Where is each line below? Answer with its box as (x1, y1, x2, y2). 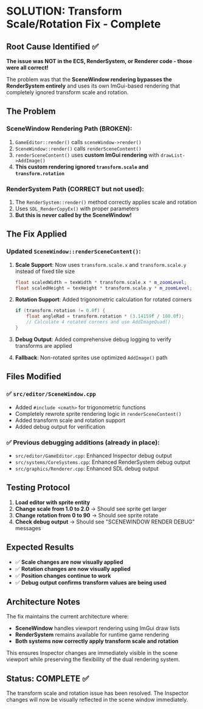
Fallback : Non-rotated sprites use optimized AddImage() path (15, 354, 168, 361)
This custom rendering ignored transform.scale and (15, 163, 149, 170)
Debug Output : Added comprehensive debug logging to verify (15, 336, 171, 343)
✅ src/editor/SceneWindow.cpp (6, 390, 96, 398)
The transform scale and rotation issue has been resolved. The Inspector (6, 690, 189, 697)
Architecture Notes (6, 597, 81, 607)
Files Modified (6, 372, 62, 382)
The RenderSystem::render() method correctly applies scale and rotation (15, 198, 198, 206)
